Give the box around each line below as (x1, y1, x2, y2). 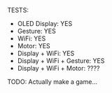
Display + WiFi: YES (17, 49, 75, 57)
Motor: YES (17, 42, 50, 50)
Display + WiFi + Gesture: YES (17, 57, 105, 65)
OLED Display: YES (17, 20, 73, 27)
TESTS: (7, 6, 29, 14)
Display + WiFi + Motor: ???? (17, 64, 100, 72)
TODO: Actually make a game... (7, 78, 98, 86)
